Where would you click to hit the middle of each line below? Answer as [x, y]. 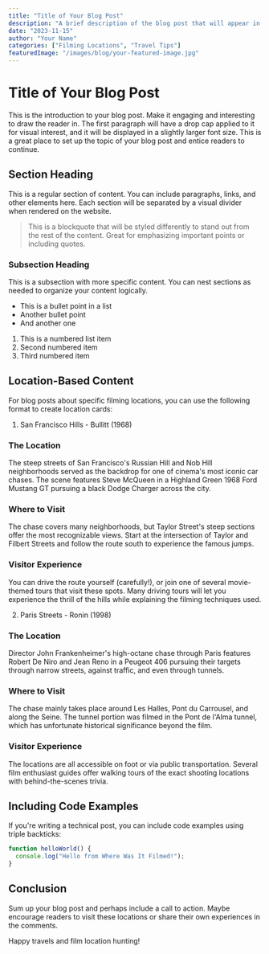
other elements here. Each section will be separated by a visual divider [125, 203]
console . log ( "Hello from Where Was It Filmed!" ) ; [100, 857]
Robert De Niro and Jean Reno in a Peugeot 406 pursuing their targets [124, 662]
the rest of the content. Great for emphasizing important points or [136, 235]
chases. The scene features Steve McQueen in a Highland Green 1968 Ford [133, 480]
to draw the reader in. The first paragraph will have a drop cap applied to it [132, 123]
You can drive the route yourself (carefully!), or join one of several [117, 582]
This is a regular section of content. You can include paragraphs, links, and [132, 194]
